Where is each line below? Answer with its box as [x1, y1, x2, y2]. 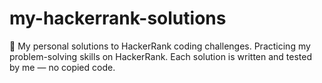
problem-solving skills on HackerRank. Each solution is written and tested [9, 50, 313, 62]
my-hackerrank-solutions [9, 7, 227, 30]
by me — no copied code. [9, 61, 116, 73]
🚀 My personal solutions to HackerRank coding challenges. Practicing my [9, 40, 311, 52]
